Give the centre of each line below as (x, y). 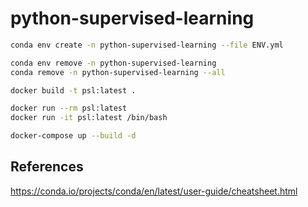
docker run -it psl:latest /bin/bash (89, 118)
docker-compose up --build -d (73, 136)
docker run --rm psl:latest (69, 108)
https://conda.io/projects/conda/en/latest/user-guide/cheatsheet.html (154, 191)
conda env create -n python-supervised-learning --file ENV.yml (147, 45)
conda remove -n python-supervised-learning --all (118, 72)
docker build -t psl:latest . (73, 90)
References (47, 167)
